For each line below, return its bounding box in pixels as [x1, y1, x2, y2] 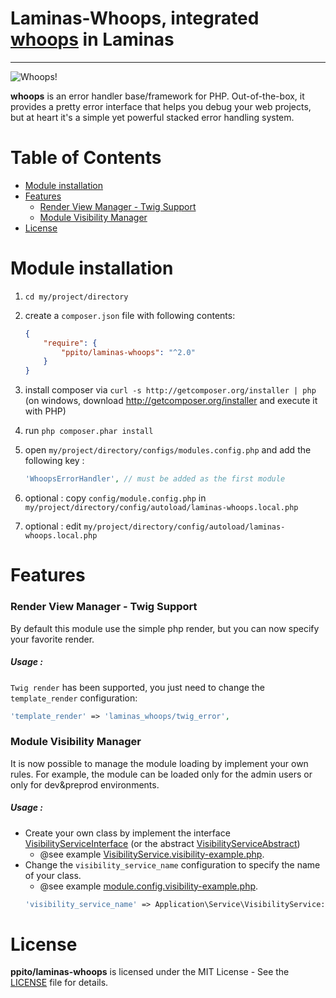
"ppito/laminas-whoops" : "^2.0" [61, 347, 196, 357]
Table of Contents [10, 147, 162, 169]
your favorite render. [10, 633, 95, 645]
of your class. [24, 869, 82, 881]
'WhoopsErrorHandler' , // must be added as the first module [24, 474, 286, 484]
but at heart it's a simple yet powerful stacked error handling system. [10, 111, 295, 123]
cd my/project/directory [24, 292, 129, 302]
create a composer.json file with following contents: [24, 309, 236, 321]
